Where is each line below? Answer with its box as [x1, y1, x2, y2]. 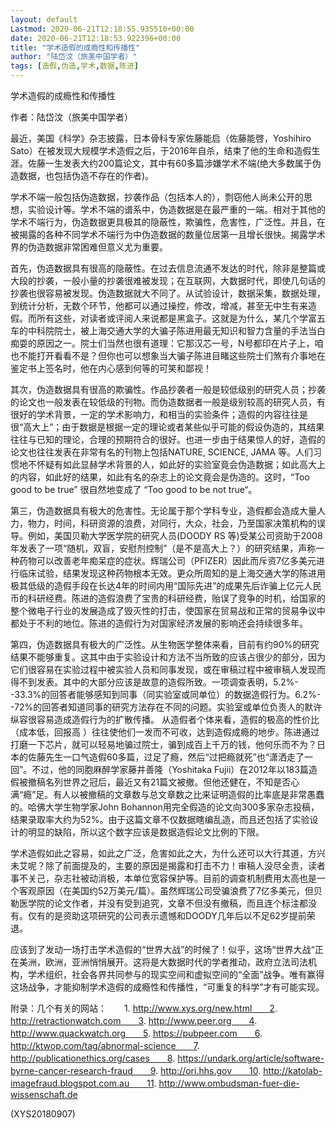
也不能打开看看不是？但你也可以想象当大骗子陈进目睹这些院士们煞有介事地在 [10, 350, 326, 361]
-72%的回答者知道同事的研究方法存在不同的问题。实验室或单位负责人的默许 [10, 701, 323, 713]
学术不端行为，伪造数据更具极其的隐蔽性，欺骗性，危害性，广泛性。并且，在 [10, 216, 326, 228]
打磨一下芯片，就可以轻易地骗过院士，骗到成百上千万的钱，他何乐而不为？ [10, 739, 317, 750]
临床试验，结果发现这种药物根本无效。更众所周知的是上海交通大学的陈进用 [18, 567, 326, 579]
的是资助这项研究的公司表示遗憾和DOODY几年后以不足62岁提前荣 [44, 910, 316, 921]
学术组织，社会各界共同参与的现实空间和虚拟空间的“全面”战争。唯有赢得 [27, 969, 325, 980]
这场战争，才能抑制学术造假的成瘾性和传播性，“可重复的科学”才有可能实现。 [10, 981, 325, 993]
